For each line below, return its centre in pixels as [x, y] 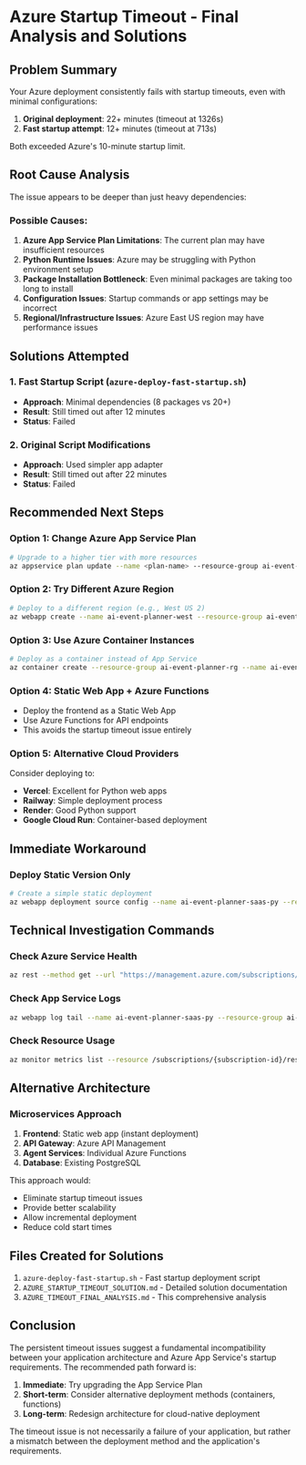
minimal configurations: [54, 101]
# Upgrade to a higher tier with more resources [103, 558]
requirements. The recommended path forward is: [103, 1367]
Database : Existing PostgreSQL [82, 1163]
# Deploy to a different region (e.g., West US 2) [107, 608]
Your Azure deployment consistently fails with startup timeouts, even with [148, 92]
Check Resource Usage [62, 1040]
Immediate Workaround [78, 849]
